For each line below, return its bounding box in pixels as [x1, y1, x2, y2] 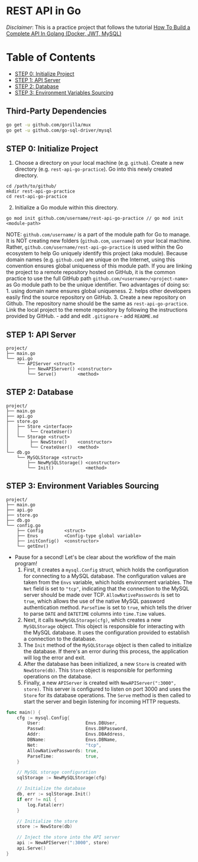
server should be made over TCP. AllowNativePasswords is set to [23, 591, 180, 598]
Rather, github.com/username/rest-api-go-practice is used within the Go [6, 243, 183, 251]
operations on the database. [23, 672, 93, 680]
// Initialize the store [17, 818, 78, 824]
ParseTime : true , [27, 753, 99, 759]
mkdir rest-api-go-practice [6, 188, 76, 194]
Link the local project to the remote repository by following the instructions [6, 306, 188, 314]
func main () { [6, 709, 41, 715]
